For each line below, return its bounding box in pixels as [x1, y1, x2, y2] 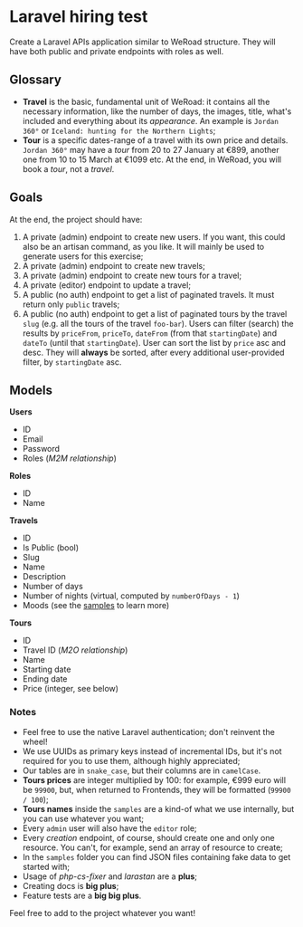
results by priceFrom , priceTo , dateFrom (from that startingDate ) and [22, 328, 278, 339]
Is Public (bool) [22, 542, 80, 553]
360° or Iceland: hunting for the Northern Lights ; [22, 125, 216, 136]
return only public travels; [22, 299, 120, 310]
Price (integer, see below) [22, 683, 119, 694]
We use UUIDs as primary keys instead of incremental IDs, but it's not [22, 745, 282, 757]
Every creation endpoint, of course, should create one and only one [22, 832, 275, 843]
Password [22, 444, 61, 454]
